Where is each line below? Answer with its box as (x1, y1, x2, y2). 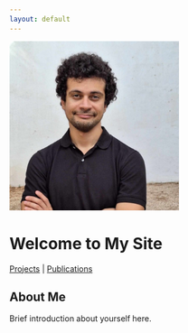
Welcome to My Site (9, 233, 163, 254)
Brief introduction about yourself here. (9, 313, 152, 324)
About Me (9, 289, 66, 304)
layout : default (9, 14, 70, 23)
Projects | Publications (9, 263, 93, 274)
